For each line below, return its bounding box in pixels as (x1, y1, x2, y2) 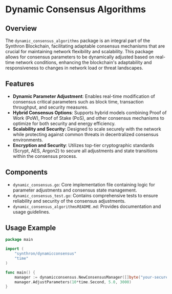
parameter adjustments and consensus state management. (12, 187, 137, 193)
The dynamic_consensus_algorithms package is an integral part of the (5, 37, 150, 44)
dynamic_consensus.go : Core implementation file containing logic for (12, 181, 155, 187)
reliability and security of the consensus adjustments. (12, 198, 126, 204)
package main (5, 237, 33, 242)
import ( (5, 246, 24, 251)
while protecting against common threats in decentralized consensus (12, 131, 159, 137)
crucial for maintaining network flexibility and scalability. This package (5, 49, 154, 54)
